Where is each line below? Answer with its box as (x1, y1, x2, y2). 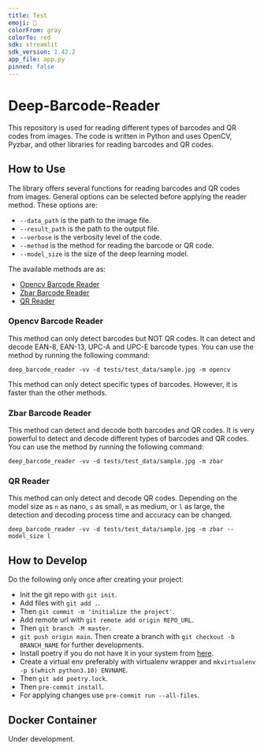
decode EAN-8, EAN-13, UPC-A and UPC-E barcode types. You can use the (8, 342, 254, 351)
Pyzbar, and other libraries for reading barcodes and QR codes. (8, 139, 214, 149)
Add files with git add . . (19, 598, 101, 608)
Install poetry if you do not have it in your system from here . (19, 649, 214, 658)
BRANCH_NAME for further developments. (19, 640, 144, 650)
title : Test (8, 11, 47, 20)
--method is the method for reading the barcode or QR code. (19, 240, 214, 250)
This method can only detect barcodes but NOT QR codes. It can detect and (8, 333, 255, 343)
